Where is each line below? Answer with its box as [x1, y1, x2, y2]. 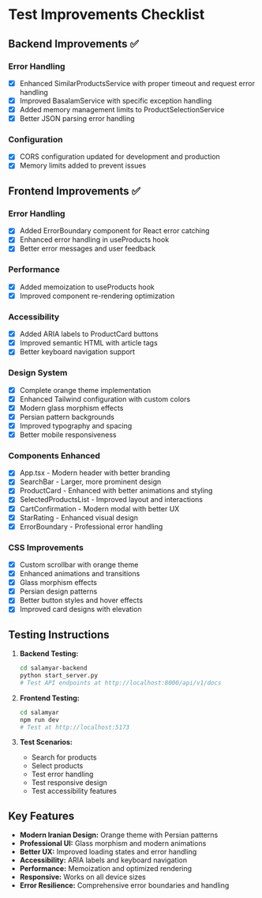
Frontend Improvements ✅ [8, 184, 140, 198]
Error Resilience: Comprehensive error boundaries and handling [19, 881, 230, 890]
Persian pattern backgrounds [19, 412, 114, 421]
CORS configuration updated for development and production [19, 152, 221, 161]
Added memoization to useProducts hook [19, 282, 155, 292]
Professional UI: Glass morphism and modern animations [19, 839, 207, 848]
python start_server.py [19, 672, 99, 680]
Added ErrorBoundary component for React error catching [19, 226, 210, 236]
